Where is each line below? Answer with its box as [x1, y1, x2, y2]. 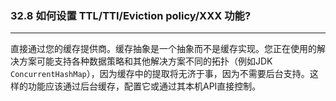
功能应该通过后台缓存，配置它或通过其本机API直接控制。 [27, 80, 262, 92]
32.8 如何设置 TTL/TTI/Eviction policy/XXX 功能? [10, 8, 252, 22]
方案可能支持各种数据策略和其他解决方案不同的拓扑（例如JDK [18, 55, 273, 67]
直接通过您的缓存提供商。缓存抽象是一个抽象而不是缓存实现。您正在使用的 [10, 43, 317, 55]
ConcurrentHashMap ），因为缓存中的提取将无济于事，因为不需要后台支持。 [10, 68, 310, 80]
